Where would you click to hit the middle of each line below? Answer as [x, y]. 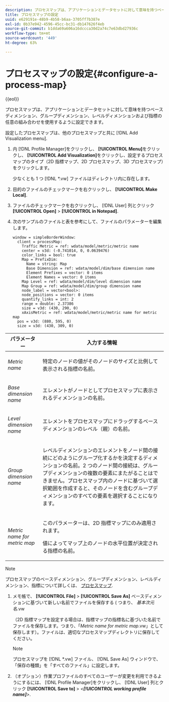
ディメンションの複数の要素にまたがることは [100, 473]
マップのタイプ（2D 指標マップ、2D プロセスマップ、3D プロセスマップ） [88, 161]
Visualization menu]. [26, 138]
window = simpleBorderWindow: [44, 237]
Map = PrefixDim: [40, 259]
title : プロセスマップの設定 [32, 15]
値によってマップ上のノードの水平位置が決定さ [98, 543]
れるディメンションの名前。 [75, 398]
